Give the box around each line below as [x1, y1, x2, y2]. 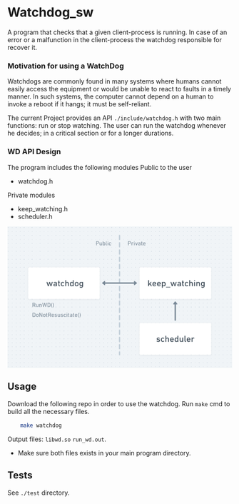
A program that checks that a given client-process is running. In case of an [7, 28, 228, 36]
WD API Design [7, 147, 61, 157]
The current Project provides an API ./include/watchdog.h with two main [7, 114, 221, 122]
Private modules [7, 191, 56, 199]
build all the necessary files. [7, 407, 90, 415]
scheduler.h [17, 212, 53, 221]
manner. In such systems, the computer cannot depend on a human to [7, 92, 214, 101]
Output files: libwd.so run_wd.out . [7, 435, 107, 443]
